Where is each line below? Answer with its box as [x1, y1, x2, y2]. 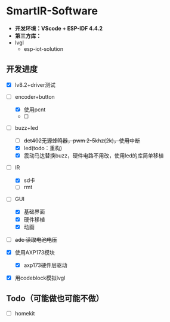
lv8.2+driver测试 [14, 81, 55, 88]
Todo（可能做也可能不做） [6, 293, 104, 303]
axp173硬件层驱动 [23, 262, 67, 269]
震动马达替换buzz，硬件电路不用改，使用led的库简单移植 [23, 152, 164, 159]
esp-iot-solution [23, 45, 64, 52]
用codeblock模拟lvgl [14, 274, 66, 281]
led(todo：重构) [23, 145, 63, 152]
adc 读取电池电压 [14, 236, 58, 243]
